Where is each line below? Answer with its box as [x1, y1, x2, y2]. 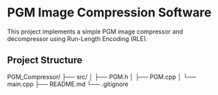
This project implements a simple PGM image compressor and [7, 27, 184, 36]
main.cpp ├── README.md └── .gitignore [7, 80, 129, 88]
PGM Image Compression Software [7, 5, 212, 21]
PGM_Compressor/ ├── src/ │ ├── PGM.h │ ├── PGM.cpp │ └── [7, 72, 197, 81]
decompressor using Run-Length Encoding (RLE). [7, 34, 148, 42]
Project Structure [7, 55, 83, 66]
